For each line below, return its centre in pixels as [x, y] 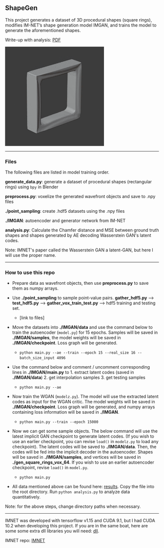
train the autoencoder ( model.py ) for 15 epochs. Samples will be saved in [85, 332]
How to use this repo [30, 273]
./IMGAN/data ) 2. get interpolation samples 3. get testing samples [79, 377]
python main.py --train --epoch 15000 [59, 422]
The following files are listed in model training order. [57, 172]
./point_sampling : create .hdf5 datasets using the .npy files [65, 211]
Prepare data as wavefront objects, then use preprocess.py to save [80, 283]
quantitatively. [26, 497]
